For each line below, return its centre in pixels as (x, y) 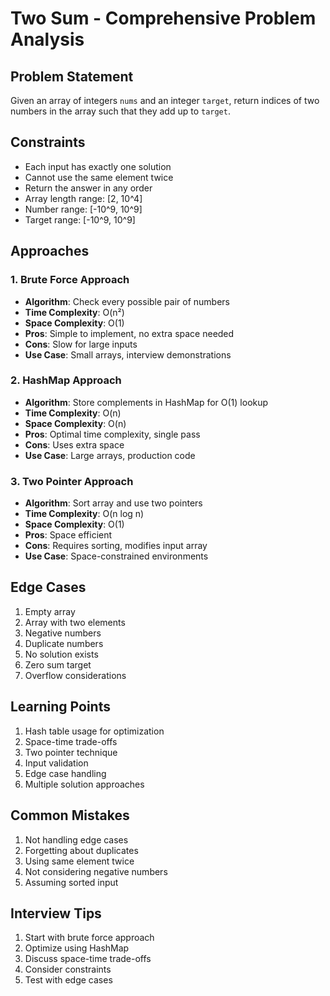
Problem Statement (72, 76)
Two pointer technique (71, 752)
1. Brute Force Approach (70, 280)
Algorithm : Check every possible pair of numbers (127, 301)
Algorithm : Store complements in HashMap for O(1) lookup (146, 402)
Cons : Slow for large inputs (81, 344)
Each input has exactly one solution (98, 166)
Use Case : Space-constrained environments (116, 556)
